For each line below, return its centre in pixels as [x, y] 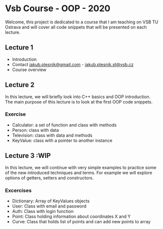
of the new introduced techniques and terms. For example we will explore [79, 173]
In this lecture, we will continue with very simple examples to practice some [81, 167]
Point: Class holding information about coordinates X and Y [71, 216]
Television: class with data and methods [52, 135]
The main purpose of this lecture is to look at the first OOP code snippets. [79, 102]
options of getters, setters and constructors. [49, 177]
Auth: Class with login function [43, 211]
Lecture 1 [19, 47]
